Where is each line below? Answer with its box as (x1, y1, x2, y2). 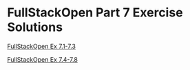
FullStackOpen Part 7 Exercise (7, 5, 184, 21)
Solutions (7, 19, 63, 35)
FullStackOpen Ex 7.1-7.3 (7, 42, 76, 50)
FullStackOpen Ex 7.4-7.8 (7, 55, 78, 63)
